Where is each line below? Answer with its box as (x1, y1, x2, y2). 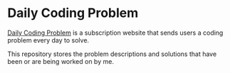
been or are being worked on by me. (7, 57, 114, 65)
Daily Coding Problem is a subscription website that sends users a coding (7, 28, 224, 37)
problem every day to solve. (7, 35, 90, 44)
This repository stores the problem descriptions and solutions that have (7, 50, 217, 58)
